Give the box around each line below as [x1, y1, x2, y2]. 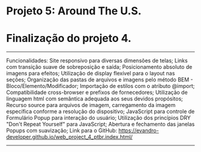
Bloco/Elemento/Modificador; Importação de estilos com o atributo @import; [6, 83, 195, 90]
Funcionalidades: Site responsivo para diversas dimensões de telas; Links [6, 57, 188, 64]
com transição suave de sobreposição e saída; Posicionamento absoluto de [6, 63, 193, 71]
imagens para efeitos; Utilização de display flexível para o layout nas [6, 70, 175, 77]
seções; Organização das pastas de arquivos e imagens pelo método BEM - [6, 76, 193, 83]
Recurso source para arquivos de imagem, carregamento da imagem [6, 102, 176, 109]
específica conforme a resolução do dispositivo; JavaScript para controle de [6, 108, 195, 115]
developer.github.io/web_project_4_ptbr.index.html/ [6, 133, 133, 141]
